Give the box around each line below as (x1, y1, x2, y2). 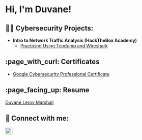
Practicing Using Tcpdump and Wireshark (20, 43, 108, 49)
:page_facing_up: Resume (5, 86, 90, 95)
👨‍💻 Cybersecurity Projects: (5, 24, 94, 33)
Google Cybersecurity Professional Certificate (12, 71, 109, 77)
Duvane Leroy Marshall (5, 99, 54, 105)
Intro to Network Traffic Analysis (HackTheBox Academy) (12, 37, 137, 43)
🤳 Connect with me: (5, 114, 69, 123)
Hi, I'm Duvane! (5, 4, 72, 15)
